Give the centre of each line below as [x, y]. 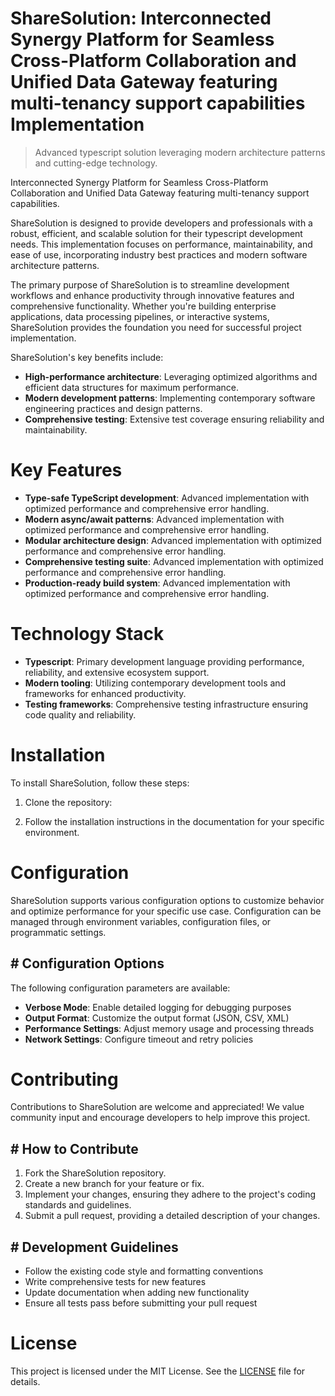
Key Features [66, 470]
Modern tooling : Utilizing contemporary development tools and [155, 683]
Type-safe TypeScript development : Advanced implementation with [167, 498]
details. [25, 1381]
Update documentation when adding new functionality [137, 1293]
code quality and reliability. [80, 714]
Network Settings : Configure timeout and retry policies [139, 1039]
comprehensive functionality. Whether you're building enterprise [143, 306]
